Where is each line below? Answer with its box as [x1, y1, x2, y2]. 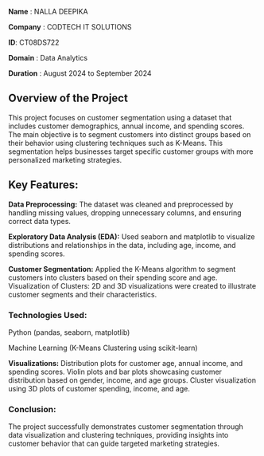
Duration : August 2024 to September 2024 [8, 69, 153, 78]
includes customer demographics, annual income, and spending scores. [8, 121, 245, 131]
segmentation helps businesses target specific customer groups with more [8, 147, 254, 156]
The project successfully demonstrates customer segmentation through [8, 422, 244, 431]
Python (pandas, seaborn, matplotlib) [8, 327, 130, 337]
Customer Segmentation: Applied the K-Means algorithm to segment [8, 264, 236, 273]
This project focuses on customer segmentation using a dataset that [8, 112, 232, 122]
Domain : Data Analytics [8, 53, 88, 62]
